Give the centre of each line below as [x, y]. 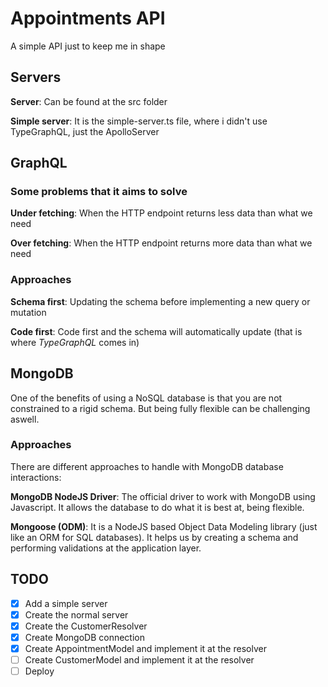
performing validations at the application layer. [106, 548]
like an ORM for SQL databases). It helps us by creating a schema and [154, 537]
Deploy [39, 671]
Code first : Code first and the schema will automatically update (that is [156, 331]
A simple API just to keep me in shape [88, 46]
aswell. [25, 419]
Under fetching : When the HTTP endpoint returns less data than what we [161, 213]
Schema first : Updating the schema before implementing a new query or [160, 301]
